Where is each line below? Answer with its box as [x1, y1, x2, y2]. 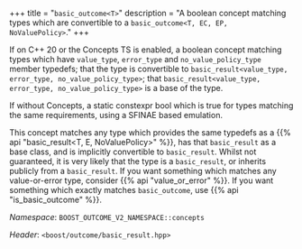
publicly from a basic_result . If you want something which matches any [9, 166, 277, 176]
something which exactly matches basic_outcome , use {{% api [9, 185, 239, 195]
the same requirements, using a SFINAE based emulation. [9, 110, 224, 120]
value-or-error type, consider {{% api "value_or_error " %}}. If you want [9, 175, 274, 186]
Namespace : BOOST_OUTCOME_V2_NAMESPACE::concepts [9, 212, 205, 222]
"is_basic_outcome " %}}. [9, 194, 102, 205]
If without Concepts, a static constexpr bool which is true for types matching [9, 100, 294, 111]
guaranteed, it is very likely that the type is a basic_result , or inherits [9, 156, 267, 166]
